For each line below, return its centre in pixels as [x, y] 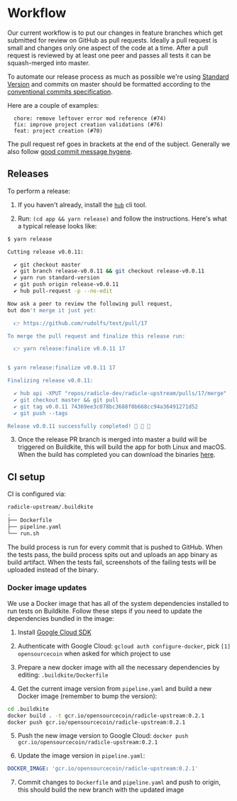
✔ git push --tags [41, 413]
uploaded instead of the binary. [53, 570]
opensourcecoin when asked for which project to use [94, 653]
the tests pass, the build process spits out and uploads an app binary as [112, 554]
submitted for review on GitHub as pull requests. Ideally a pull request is [112, 40]
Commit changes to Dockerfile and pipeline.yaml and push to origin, [119, 783]
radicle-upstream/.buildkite [50, 507]
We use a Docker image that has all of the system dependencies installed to [118, 603]
